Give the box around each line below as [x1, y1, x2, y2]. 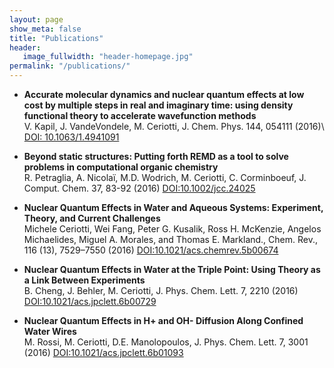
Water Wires [23, 326, 77, 337]
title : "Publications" [9, 33, 104, 43]
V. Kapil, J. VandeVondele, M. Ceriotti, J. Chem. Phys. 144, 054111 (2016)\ [23, 121, 325, 132]
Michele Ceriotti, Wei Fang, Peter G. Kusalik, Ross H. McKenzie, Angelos [23, 223, 322, 235]
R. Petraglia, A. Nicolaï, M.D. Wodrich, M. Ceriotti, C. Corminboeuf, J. [23, 172, 307, 183]
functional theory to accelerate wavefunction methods [23, 110, 257, 121]
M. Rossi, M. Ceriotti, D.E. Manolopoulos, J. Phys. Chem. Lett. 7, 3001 [23, 336, 309, 348]
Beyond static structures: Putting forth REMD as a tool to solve [23, 151, 289, 162]
